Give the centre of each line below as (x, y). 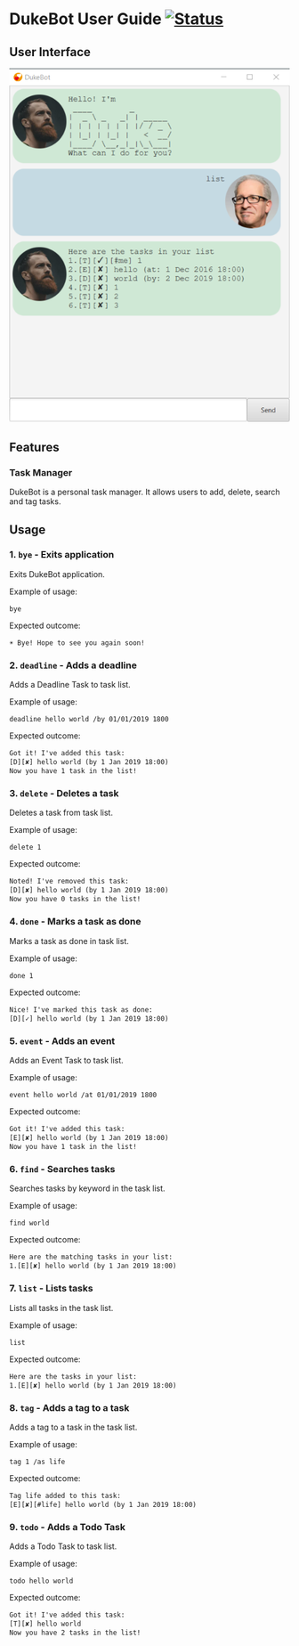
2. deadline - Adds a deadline (73, 665)
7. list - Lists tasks (51, 1289)
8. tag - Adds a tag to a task (69, 1407)
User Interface (50, 52)
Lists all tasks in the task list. (61, 1308)
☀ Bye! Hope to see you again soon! (77, 643)
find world (29, 1223)
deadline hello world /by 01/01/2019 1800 (89, 720)
